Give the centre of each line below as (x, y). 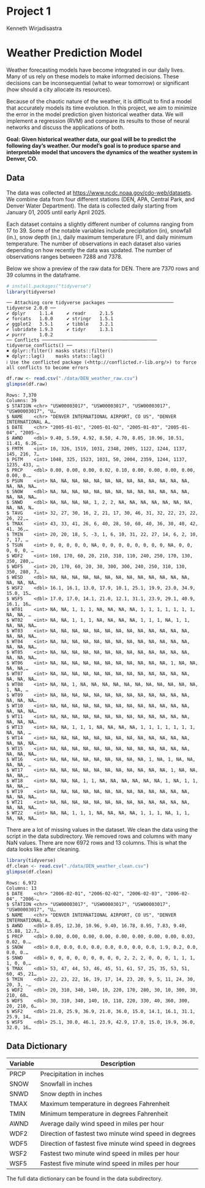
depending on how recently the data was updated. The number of (89, 250)
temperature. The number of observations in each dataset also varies (94, 244)
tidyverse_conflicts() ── (39, 346)
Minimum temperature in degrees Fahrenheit (104, 1113)
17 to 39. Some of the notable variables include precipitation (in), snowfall (99, 230)
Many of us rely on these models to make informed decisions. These (93, 76)
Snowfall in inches (66, 1083)
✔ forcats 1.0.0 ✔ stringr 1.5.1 (60, 319)
